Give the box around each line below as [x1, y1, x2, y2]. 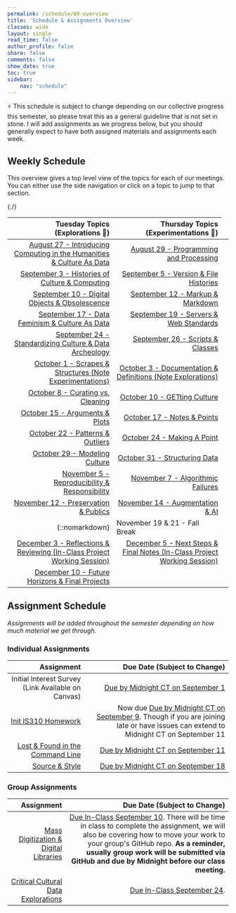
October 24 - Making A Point [122, 433, 218, 442]
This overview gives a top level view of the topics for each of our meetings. [7, 174, 225, 182]
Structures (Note [54, 368, 110, 378]
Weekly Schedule [7, 155, 86, 167]
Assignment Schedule [7, 600, 107, 612]
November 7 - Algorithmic [131, 473, 218, 483]
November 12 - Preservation [13, 498, 110, 508]
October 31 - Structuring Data [117, 453, 218, 463]
